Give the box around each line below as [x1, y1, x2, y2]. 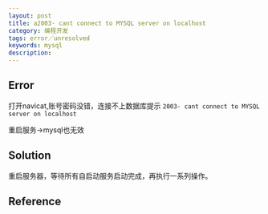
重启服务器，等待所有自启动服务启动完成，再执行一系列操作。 [8, 171, 213, 180]
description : [8, 49, 52, 57]
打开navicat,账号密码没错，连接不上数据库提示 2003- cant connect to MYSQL [8, 101, 261, 111]
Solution [8, 149, 51, 163]
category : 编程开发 [8, 26, 69, 34]
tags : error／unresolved [8, 34, 91, 42]
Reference [8, 195, 62, 208]
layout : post [8, 11, 52, 20]
